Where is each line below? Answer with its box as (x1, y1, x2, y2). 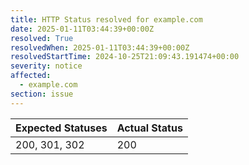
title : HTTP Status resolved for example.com (10, 14, 203, 25)
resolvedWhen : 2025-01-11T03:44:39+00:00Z (10, 42, 190, 53)
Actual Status (116, 121, 183, 135)
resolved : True (10, 33, 74, 43)
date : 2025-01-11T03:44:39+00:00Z (10, 24, 155, 34)
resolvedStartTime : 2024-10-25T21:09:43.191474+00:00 (10, 52, 240, 62)
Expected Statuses (15, 121, 108, 135)
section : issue (10, 89, 74, 99)
